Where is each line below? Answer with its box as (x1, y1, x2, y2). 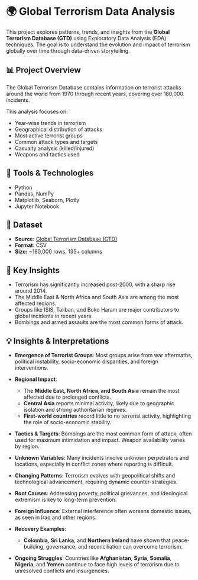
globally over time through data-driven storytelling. (6, 47, 130, 54)
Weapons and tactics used (14, 150, 80, 158)
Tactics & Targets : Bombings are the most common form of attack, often (14, 430, 192, 437)
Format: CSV (14, 242, 47, 249)
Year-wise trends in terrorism (14, 119, 86, 126)
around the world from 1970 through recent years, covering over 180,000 (6, 90, 184, 97)
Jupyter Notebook (14, 203, 59, 210)
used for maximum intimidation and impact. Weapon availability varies (14, 437, 185, 443)
